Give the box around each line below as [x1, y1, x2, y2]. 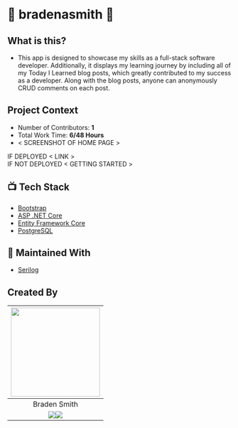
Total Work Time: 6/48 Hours [17, 131, 104, 139]
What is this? [7, 35, 67, 47]
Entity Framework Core [17, 218, 85, 227]
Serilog [17, 266, 39, 274]
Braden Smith [33, 400, 78, 410]
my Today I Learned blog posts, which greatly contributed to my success [17, 69, 232, 77]
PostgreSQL [17, 226, 53, 235]
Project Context [7, 105, 78, 117]
